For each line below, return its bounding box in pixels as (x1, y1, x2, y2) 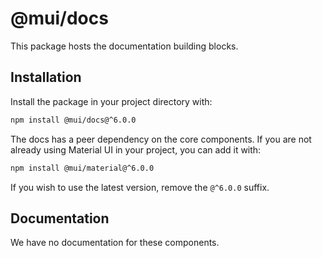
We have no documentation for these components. (10, 237, 220, 249)
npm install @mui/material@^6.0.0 (10, 163, 155, 173)
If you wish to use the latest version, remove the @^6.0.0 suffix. (10, 181, 270, 193)
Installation (10, 69, 82, 86)
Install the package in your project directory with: (10, 95, 213, 107)
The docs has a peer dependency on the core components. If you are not (10, 133, 312, 145)
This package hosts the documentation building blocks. (10, 40, 239, 52)
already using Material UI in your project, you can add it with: (10, 143, 262, 156)
